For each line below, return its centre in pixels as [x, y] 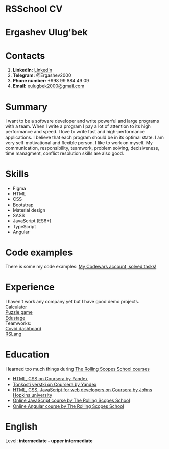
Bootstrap [23, 205]
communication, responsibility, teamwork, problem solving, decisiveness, [82, 148]
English [21, 427]
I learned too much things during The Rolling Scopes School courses [77, 369]
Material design [29, 210]
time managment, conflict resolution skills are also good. [65, 153]
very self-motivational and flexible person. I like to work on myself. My [79, 143]
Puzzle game [19, 312]
